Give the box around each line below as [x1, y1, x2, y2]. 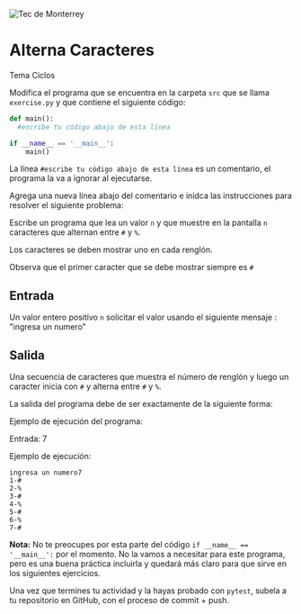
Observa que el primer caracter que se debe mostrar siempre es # [9, 262, 254, 273]
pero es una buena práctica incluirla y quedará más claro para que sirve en [9, 558, 288, 569]
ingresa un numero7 [9, 468, 83, 477]
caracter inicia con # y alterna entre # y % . [9, 381, 162, 392]
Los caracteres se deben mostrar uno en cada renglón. [9, 244, 213, 256]
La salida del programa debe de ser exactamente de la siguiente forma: [9, 399, 273, 410]
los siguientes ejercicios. [9, 568, 101, 579]
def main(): [9, 113, 54, 123]
